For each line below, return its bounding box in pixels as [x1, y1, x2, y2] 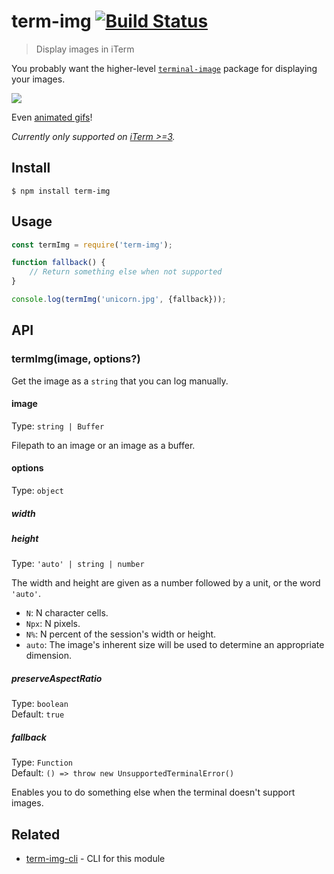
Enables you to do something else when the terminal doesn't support [11, 786, 296, 799]
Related [11, 826, 61, 843]
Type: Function [11, 756, 74, 769]
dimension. [25, 650, 72, 662]
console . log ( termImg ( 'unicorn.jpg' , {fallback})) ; [11, 295, 227, 305]
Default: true [11, 708, 65, 720]
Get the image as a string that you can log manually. [11, 375, 229, 387]
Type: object [11, 485, 64, 497]
